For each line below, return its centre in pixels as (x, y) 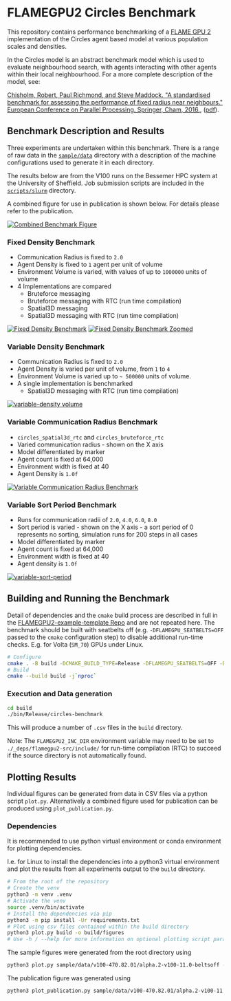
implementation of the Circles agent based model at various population (108, 39)
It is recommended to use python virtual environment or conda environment (114, 841)
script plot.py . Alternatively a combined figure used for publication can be (113, 801)
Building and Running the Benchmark (88, 599)
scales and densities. (37, 46)
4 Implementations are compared (64, 286)
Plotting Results (42, 777)
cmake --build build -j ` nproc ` (52, 676)
